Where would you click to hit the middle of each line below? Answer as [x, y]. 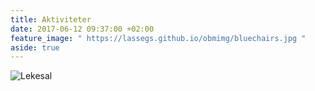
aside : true [35, 47]
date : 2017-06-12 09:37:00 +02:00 [82, 29]
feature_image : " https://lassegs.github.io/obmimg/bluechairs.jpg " [158, 38]
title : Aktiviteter [51, 19]
